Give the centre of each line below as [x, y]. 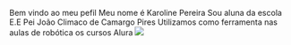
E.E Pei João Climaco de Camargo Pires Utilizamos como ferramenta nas [143, 22]
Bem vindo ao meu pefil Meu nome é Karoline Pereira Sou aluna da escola [145, 13]
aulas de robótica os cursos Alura [71, 33]
